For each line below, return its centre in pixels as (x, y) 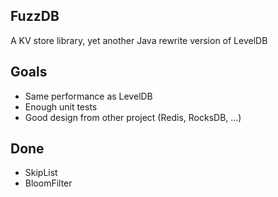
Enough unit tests (61, 106)
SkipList (41, 173)
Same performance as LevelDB (88, 96)
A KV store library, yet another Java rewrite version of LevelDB (139, 40)
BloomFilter (48, 183)
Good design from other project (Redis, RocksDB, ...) (133, 117)
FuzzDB (35, 16)
